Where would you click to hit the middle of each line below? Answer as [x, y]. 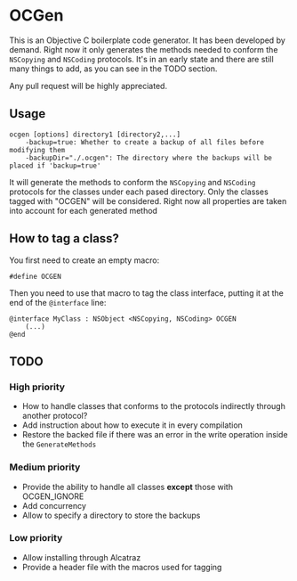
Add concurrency [54, 505]
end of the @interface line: [58, 302]
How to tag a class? [64, 238]
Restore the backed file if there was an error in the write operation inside [155, 435]
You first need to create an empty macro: [84, 260]
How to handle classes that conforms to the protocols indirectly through [154, 406]
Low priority [36, 538]
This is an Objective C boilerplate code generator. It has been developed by [148, 40]
